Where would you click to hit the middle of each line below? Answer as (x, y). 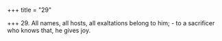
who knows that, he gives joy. (49, 30)
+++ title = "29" (29, 10)
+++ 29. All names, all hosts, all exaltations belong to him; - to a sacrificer (111, 23)
